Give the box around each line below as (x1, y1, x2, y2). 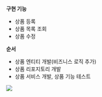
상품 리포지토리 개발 (14, 65, 61, 73)
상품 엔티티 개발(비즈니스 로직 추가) (14, 58, 97, 65)
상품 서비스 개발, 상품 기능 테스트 (14, 73, 91, 80)
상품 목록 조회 (14, 26, 47, 32)
